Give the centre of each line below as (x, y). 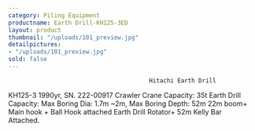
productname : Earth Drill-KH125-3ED (68, 23)
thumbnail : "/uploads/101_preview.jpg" (74, 37)
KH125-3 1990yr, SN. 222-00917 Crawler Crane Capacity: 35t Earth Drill (125, 95)
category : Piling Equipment (54, 15)
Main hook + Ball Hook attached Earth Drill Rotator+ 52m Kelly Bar (115, 111)
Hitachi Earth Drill (183, 80)
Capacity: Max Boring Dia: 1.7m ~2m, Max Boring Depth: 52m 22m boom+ (128, 104)
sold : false (28, 60)
